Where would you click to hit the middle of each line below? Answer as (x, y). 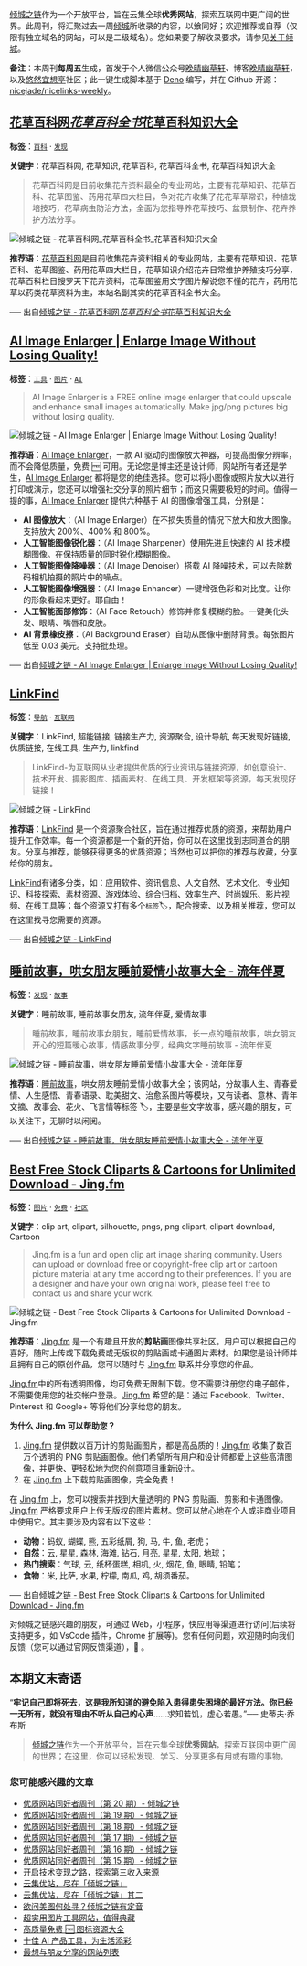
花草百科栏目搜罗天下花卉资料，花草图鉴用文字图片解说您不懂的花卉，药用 (149, 281)
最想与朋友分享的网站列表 (71, 1952)
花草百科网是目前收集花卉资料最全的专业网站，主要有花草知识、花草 (160, 185)
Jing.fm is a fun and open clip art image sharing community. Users (157, 1255)
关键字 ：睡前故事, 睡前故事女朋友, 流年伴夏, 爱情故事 (108, 1015)
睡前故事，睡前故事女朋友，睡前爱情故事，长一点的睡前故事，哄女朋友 (164, 1034)
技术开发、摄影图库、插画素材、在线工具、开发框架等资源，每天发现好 (164, 779)
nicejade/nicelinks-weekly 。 (63, 91)
